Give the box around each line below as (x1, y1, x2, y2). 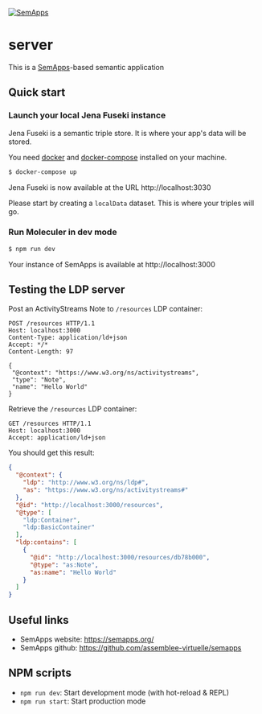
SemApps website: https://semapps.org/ (19, 634, 154, 644)
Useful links (8, 613, 70, 627)
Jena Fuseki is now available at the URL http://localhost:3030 (8, 182, 211, 192)
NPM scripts (8, 667, 72, 680)
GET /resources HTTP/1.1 (8, 419, 92, 428)
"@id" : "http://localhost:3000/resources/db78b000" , (29, 553, 211, 561)
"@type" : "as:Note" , (29, 560, 99, 569)
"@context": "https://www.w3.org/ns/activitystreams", (11, 369, 199, 378)
